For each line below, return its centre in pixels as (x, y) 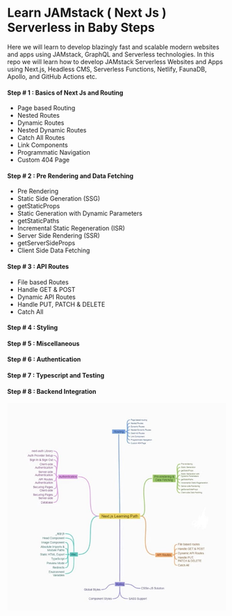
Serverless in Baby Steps (81, 28)
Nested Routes (39, 116)
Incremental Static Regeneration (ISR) (71, 229)
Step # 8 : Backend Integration (52, 391)
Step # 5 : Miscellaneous (43, 344)
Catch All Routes (41, 138)
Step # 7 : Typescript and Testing (56, 375)
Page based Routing (46, 108)
